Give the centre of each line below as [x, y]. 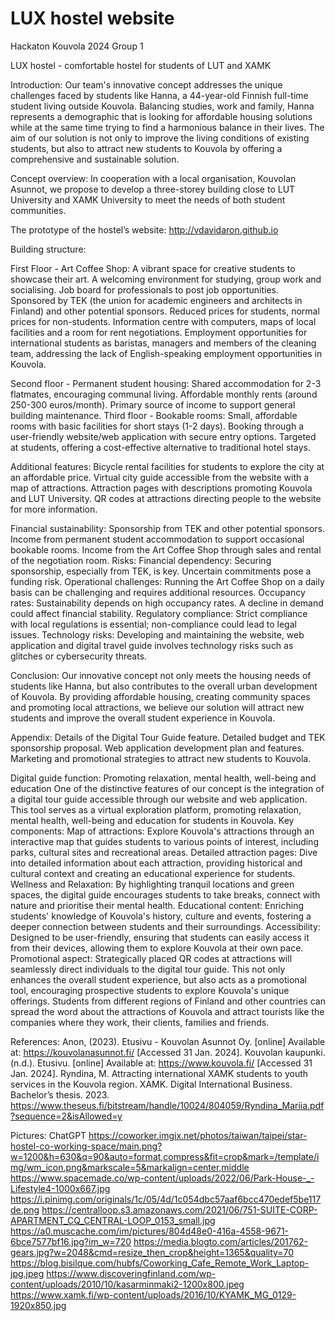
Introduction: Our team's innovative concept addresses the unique [146, 84]
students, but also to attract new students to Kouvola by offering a [146, 148]
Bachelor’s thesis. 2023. [60, 1094]
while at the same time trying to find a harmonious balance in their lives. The [167, 127]
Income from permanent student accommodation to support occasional [157, 539]
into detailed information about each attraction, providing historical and [156, 863]
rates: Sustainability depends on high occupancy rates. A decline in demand [167, 603]
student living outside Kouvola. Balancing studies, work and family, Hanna [162, 106]
